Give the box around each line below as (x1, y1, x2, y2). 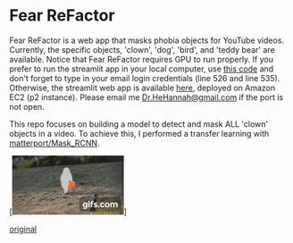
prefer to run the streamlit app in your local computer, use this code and (9, 63, 274, 74)
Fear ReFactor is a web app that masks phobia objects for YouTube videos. (9, 35, 284, 46)
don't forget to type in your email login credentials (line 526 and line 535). (9, 72, 280, 83)
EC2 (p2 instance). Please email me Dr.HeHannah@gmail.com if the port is (9, 91, 284, 103)
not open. (9, 101, 45, 112)
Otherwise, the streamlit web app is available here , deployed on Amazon (9, 82, 276, 93)
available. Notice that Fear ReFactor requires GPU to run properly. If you (9, 54, 274, 64)
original (9, 223, 38, 234)
